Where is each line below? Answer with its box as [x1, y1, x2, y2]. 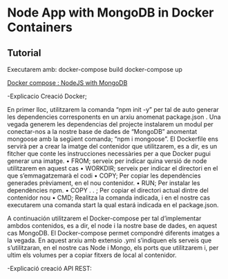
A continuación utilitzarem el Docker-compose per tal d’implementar [7, 214, 202, 222]
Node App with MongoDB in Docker [7, 5, 214, 21]
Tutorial [7, 47, 41, 59]
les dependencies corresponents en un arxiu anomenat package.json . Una [7, 113, 221, 121]
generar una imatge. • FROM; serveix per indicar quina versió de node [7, 157, 207, 165]
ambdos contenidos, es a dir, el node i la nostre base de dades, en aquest [7, 222, 218, 229]
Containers [7, 19, 73, 35]
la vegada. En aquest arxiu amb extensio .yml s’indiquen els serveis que [7, 236, 212, 244]
